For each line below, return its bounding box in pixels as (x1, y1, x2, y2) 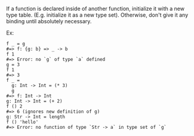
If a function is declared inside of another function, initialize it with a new (6, 5, 185, 12)
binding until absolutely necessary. (6, 18, 92, 24)
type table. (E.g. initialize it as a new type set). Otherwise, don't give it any (6, 11, 189, 18)
